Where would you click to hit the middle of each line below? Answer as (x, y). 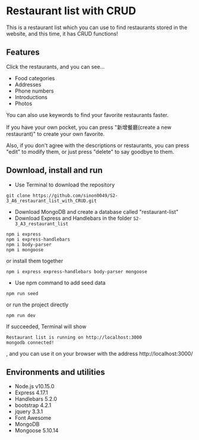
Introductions (31, 97)
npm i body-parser (29, 245)
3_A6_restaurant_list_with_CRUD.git (51, 201)
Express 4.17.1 (31, 392)
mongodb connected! (30, 343)
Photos (23, 103)
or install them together (35, 261)
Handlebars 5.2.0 (36, 399)
